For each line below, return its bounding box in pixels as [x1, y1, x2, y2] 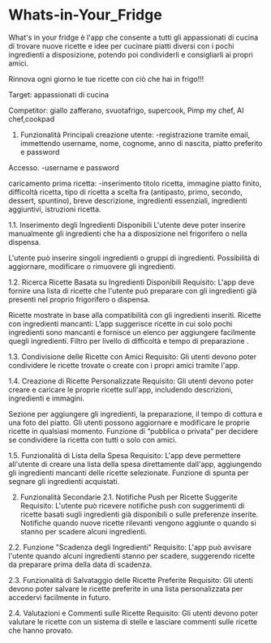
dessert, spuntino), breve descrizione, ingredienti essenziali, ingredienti [8, 195, 247, 205]
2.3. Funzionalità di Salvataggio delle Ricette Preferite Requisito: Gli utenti [8, 575, 253, 585]
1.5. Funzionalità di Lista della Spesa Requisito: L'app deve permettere [8, 450, 241, 460]
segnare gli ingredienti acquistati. [8, 476, 120, 486]
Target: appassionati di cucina [8, 89, 110, 99]
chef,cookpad [8, 114, 55, 123]
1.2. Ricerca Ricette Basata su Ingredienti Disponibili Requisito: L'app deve [8, 277, 255, 287]
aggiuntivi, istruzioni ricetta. [8, 204, 101, 214]
